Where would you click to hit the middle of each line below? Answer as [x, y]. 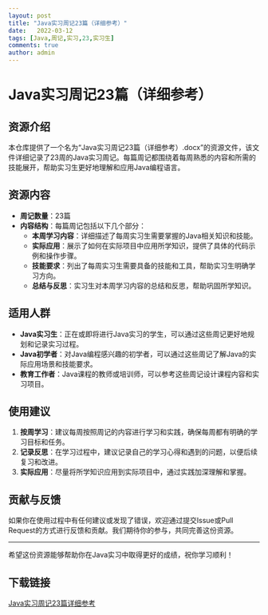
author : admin [32, 53]
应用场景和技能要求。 [62, 363]
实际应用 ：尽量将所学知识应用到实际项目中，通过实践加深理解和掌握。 [135, 472]
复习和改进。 [41, 462]
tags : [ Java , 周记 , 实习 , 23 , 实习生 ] [61, 38]
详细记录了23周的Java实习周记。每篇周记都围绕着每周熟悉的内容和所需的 [136, 157]
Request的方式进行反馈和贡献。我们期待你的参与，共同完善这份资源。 [123, 530]
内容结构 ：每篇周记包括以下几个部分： [83, 225]
